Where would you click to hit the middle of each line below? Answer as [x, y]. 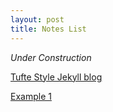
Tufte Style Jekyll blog [56, 77]
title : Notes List [48, 29]
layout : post [37, 19]
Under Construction [51, 57]
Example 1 [31, 96]
